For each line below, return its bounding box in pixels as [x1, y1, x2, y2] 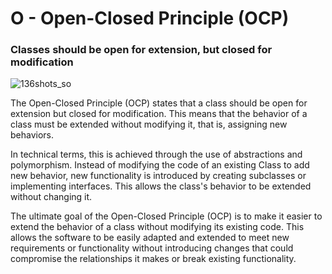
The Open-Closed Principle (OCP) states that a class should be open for [10, 97, 308, 109]
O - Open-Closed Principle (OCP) [10, 7, 290, 30]
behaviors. [10, 129, 55, 141]
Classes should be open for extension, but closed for [10, 43, 273, 57]
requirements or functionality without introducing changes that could [10, 242, 294, 254]
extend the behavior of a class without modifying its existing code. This [10, 221, 305, 233]
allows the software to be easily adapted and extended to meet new [10, 232, 290, 244]
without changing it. [10, 191, 93, 203]
